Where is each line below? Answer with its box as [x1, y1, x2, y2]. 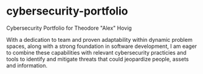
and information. [6, 62, 47, 69]
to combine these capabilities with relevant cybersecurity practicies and [6, 49, 187, 56]
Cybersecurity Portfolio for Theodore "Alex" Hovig [6, 24, 132, 32]
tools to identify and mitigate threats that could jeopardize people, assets [6, 55, 189, 62]
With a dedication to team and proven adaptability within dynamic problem [6, 36, 193, 43]
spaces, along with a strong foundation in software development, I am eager [6, 42, 198, 50]
